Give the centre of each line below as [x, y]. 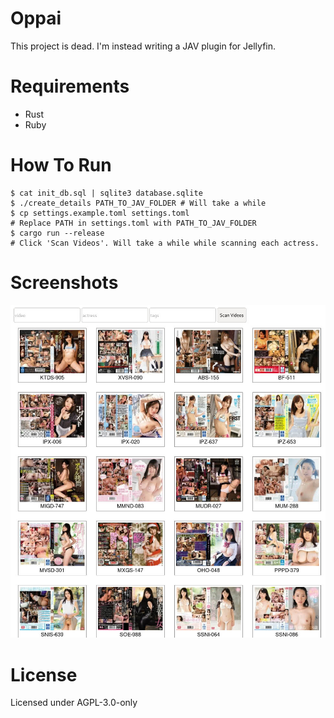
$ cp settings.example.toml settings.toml [100, 213]
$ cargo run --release [57, 233]
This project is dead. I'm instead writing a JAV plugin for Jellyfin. [143, 46]
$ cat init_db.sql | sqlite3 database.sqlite [106, 193]
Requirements [70, 86]
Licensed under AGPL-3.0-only [74, 703]
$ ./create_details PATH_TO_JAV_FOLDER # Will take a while [138, 203]
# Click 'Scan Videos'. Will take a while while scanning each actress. [165, 243]
